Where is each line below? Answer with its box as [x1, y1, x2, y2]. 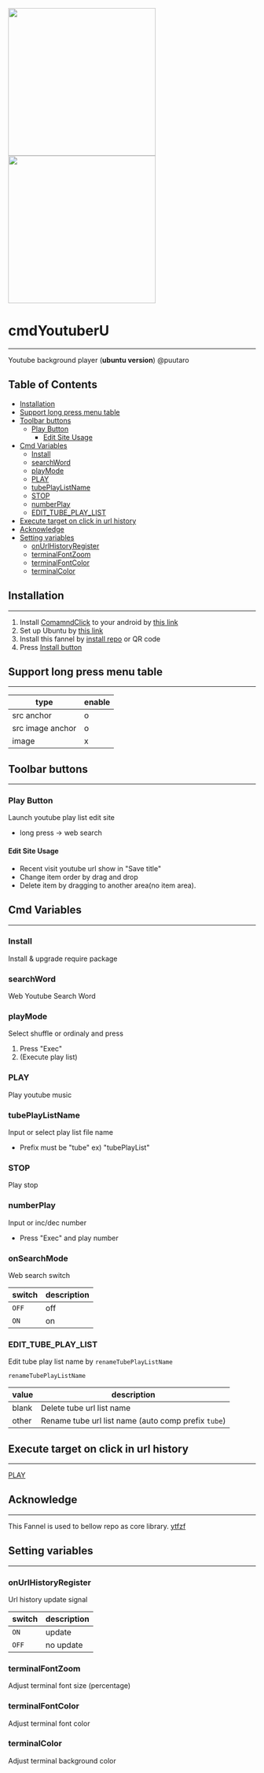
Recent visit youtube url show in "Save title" [19, 863, 162, 873]
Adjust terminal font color [8, 1719, 90, 1728]
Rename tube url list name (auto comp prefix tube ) [40, 1416, 226, 1427]
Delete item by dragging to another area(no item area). [19, 881, 196, 890]
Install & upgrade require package [8, 954, 118, 963]
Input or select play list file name [8, 1127, 114, 1136]
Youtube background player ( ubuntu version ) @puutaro [8, 355, 190, 364]
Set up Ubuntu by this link [19, 626, 104, 635]
